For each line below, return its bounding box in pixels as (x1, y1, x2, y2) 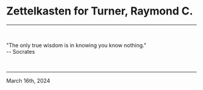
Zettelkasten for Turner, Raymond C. (6, 4, 193, 18)
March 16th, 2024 (6, 77, 50, 84)
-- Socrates (6, 48, 35, 55)
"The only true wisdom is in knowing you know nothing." (6, 41, 147, 49)
